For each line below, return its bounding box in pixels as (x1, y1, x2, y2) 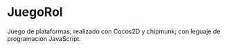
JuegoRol (7, 4, 64, 20)
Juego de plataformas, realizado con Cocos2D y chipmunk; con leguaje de (7, 27, 221, 35)
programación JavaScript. (7, 34, 82, 42)
